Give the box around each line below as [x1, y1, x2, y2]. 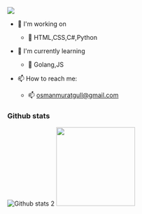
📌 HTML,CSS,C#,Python [27, 34, 98, 41]
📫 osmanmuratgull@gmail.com [27, 91, 119, 99]
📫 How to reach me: [17, 74, 78, 83]
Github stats [7, 110, 50, 120]
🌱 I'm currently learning [17, 47, 85, 55]
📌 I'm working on [17, 20, 66, 28]
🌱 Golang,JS [27, 60, 64, 69]
